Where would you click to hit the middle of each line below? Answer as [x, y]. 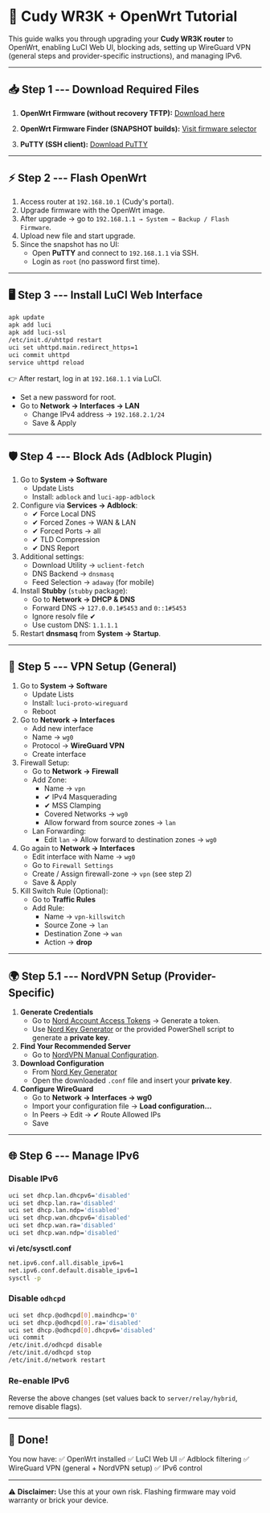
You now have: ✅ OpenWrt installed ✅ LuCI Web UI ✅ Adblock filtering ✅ [129, 1459]
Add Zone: [49, 780]
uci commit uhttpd [39, 355]
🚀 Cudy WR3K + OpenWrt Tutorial [123, 16]
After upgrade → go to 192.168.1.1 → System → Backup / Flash [125, 218]
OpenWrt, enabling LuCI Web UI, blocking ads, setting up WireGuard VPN [130, 47]
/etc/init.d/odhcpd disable [55, 1345]
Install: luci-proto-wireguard [80, 703]
